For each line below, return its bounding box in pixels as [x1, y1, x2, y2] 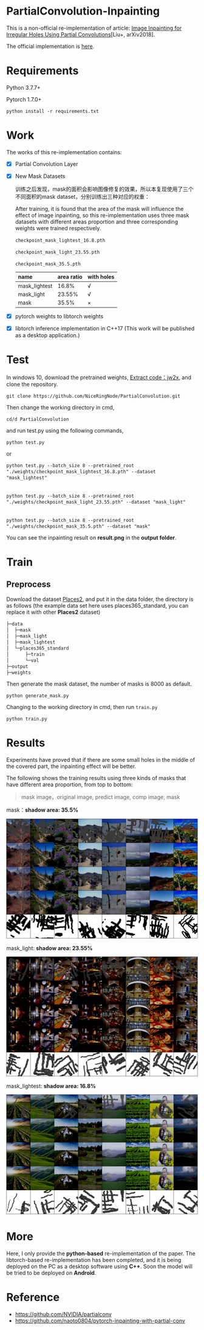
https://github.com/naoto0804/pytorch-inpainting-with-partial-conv [15, 1317, 185, 1324]
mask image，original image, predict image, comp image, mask [21, 793, 180, 800]
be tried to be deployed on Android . [6, 1269, 97, 1277]
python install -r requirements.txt [6, 108, 99, 114]
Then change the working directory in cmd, [6, 403, 115, 411]
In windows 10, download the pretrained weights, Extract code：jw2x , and [6, 374, 192, 381]
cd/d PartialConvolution [6, 416, 69, 422]
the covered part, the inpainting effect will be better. [6, 763, 137, 770]
